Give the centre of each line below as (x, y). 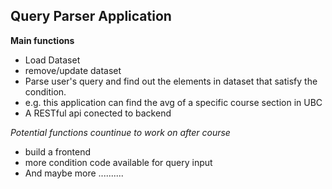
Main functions (42, 40)
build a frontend (58, 151)
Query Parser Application (91, 16)
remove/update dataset (73, 70)
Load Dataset (52, 60)
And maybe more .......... (74, 173)
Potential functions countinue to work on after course (120, 132)
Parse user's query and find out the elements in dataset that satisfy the (171, 81)
